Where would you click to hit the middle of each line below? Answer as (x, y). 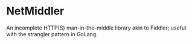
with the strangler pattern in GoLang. (52, 34)
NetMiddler (35, 11)
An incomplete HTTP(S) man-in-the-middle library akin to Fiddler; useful (96, 28)
